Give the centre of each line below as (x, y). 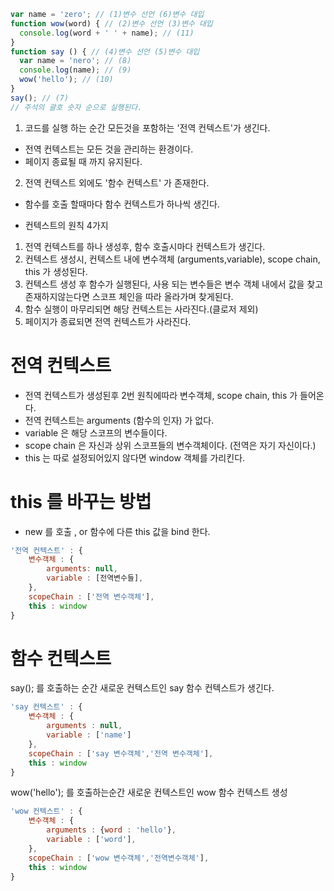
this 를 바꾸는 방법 (81, 501)
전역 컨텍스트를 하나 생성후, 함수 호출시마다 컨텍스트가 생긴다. (145, 246)
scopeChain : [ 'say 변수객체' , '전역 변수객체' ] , (121, 753)
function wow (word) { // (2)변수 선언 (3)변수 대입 (111, 23)
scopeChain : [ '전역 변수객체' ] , (91, 596)
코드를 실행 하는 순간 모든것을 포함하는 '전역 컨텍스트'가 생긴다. (147, 127)
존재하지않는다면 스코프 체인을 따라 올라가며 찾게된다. (129, 296)
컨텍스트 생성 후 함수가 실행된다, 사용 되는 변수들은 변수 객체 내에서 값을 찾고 (174, 284)
